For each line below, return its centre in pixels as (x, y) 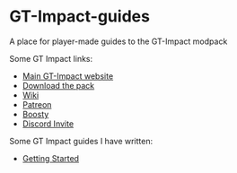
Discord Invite (48, 124)
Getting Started (50, 158)
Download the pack (58, 85)
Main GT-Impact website (68, 76)
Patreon (37, 104)
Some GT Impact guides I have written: (81, 141)
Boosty (35, 114)
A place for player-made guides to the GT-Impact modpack (118, 41)
